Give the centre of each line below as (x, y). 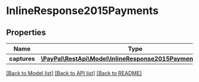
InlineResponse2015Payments (82, 11)
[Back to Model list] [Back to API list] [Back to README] (74, 73)
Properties (26, 33)
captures (22, 59)
